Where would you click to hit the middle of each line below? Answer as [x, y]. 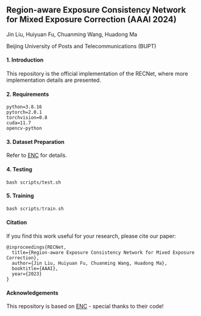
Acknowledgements [33, 293]
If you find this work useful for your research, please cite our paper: [91, 236]
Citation [17, 223]
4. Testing [19, 170]
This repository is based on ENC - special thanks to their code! [85, 306]
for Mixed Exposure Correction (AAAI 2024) [91, 20]
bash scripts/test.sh [34, 182]
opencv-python [24, 128]
